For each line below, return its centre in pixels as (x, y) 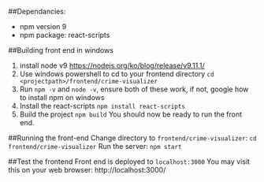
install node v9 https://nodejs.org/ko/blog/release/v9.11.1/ (112, 65)
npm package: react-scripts (65, 35)
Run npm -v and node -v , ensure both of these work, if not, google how (134, 89)
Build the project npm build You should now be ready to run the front (131, 114)
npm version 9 (43, 26)
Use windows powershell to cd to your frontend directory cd (117, 74)
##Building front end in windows (61, 50)
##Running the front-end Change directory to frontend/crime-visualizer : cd (132, 138)
